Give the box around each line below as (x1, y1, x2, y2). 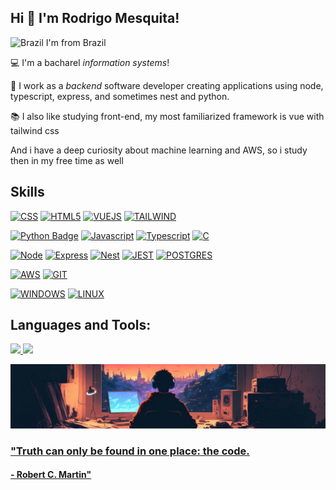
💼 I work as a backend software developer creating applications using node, (10, 79, 324, 91)
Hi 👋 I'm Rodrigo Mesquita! (10, 10, 180, 27)
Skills (10, 184, 45, 201)
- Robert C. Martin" (10, 469, 92, 481)
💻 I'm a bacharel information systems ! (10, 56, 170, 68)
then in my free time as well (10, 154, 124, 166)
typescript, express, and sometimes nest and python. (10, 90, 230, 102)
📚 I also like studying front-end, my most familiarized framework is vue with (10, 110, 325, 122)
